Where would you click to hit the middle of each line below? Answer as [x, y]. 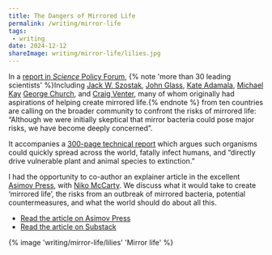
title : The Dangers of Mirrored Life [72, 16]
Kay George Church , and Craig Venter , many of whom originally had [121, 93]
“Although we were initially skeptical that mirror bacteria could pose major [132, 119]
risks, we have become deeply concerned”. [81, 128]
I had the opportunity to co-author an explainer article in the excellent [124, 176]
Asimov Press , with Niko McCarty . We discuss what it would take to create [132, 185]
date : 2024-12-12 [38, 46]
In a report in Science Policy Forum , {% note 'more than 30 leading [120, 76]
